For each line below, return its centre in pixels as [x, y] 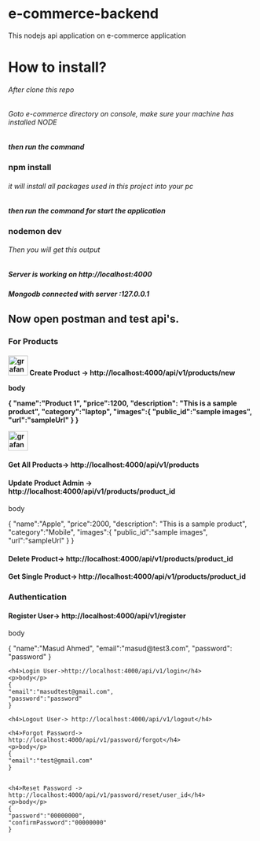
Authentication [37, 597]
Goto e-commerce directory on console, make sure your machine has [121, 114]
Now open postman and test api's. [93, 319]
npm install [30, 168]
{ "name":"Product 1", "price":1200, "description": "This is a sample [123, 403]
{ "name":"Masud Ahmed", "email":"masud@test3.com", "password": [120, 648]
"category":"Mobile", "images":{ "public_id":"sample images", [108, 532]
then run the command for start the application [87, 210]
